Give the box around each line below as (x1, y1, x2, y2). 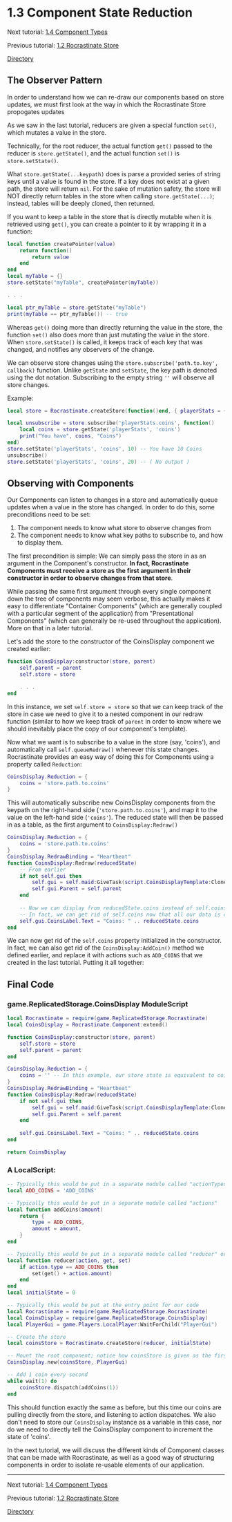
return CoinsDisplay (7, 1149, 67, 1156)
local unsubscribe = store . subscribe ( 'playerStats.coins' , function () (7, 420, 215, 426)
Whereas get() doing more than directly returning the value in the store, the (7, 323, 223, 331)
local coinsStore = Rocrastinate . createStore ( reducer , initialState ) (7, 1340, 212, 1347)
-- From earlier (19, 866, 67, 873)
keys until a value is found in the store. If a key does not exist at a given (7, 177, 210, 185)
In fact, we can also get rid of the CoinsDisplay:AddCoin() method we (7, 943, 204, 952)
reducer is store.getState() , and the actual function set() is (7, 149, 180, 157)
